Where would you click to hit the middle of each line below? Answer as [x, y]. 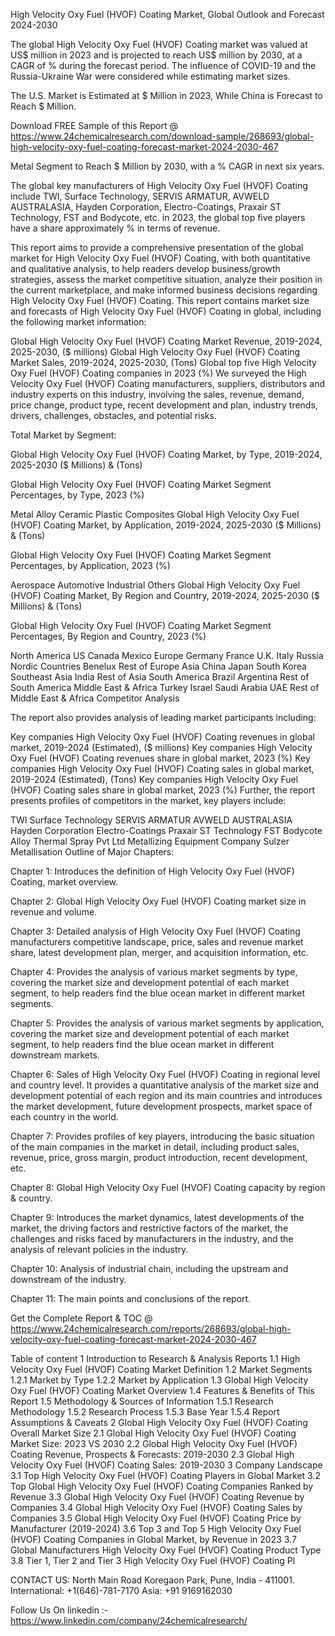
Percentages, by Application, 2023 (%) [90, 565]
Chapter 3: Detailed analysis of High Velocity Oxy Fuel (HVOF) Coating [155, 931]
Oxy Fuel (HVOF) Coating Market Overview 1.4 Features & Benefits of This [162, 1390]
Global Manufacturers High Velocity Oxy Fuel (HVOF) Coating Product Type [166, 1550]
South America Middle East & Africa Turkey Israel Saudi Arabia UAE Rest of [165, 687]
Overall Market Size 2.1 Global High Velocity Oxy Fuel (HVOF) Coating [153, 1433]
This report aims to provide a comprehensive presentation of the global [157, 247]
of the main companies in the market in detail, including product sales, [155, 1147]
